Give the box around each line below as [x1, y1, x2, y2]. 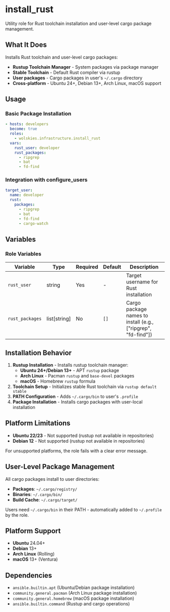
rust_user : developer [14, 145, 60, 151]
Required [75, 264, 99, 271]
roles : [10, 131, 24, 136]
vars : [10, 140, 22, 145]
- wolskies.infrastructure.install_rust [14, 136, 101, 141]
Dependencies [5, 571, 52, 579]
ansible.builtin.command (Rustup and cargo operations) [12, 601, 130, 607]
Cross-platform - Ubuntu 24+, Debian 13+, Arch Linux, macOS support [12, 80, 161, 86]
